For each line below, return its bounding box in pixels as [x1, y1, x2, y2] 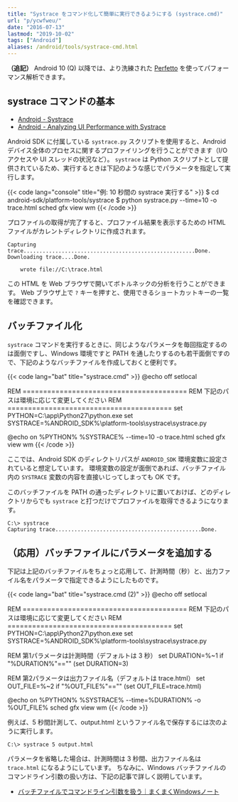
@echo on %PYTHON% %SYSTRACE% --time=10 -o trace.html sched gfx [7, 432, 226, 441]
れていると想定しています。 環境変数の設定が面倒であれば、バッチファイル [7, 464, 226, 472]
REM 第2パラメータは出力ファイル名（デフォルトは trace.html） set [7, 674, 205, 683]
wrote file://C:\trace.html [20, 266, 103, 273]
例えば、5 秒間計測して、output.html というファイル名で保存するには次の [7, 718, 222, 727]
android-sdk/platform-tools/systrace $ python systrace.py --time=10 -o [7, 196, 217, 204]
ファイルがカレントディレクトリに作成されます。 [7, 227, 150, 235]
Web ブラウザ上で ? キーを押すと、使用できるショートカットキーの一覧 [21, 288, 229, 296]
